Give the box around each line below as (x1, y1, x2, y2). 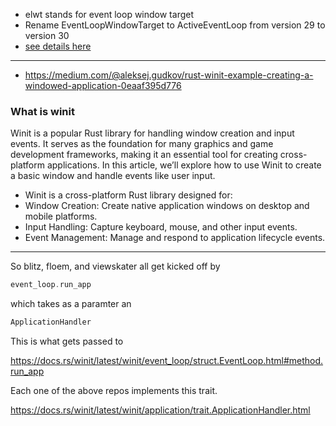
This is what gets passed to (10, 335, 124, 348)
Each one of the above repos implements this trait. (10, 385, 218, 397)
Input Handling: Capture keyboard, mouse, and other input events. (24, 221, 298, 233)
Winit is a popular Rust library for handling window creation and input (10, 127, 295, 139)
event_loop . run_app (10, 280, 92, 290)
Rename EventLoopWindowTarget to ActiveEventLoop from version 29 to (24, 19, 326, 31)
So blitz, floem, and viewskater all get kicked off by (10, 260, 221, 273)
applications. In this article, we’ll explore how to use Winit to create (46, 159, 322, 171)
